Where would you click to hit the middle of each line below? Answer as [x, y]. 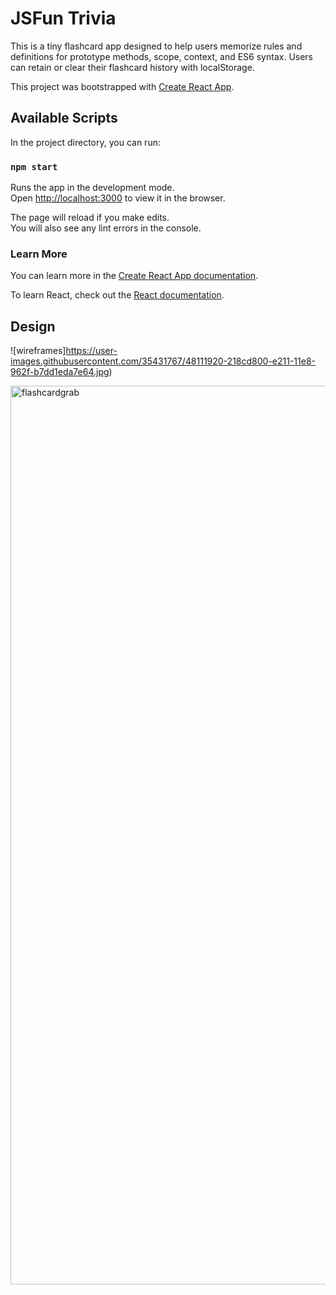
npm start [34, 166]
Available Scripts [64, 118]
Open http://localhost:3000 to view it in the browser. [118, 198]
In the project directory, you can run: [85, 142]
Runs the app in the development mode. [92, 188]
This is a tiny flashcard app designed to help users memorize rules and [156, 46]
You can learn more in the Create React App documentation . [134, 276]
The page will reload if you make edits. [90, 218]
